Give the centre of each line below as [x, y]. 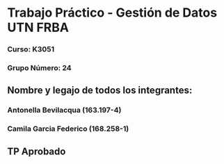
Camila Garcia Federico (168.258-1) [68, 129]
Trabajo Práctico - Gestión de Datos [112, 13]
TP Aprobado [37, 151]
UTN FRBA [38, 27]
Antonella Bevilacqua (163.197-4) [64, 110]
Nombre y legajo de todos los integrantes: [100, 91]
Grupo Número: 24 [39, 68]
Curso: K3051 [31, 49]
